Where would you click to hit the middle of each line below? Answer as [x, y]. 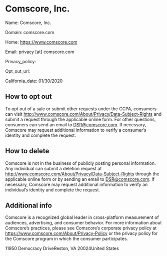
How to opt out [28, 96]
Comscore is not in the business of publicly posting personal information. [80, 163]
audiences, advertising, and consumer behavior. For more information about [83, 223]
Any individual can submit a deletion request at [53, 168]
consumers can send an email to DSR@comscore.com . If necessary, [76, 124]
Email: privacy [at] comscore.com [40, 52]
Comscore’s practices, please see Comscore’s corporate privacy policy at [81, 228]
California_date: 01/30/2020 [34, 81]
